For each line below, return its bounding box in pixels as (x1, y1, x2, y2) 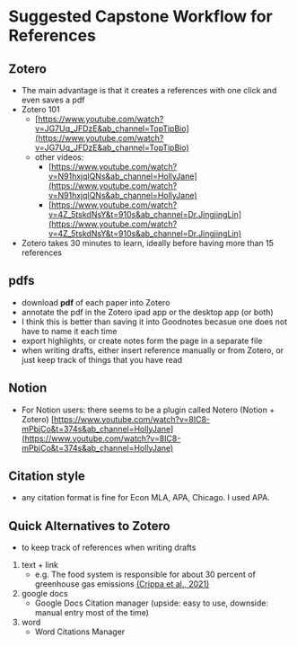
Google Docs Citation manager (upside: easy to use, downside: (34, 597, 269, 608)
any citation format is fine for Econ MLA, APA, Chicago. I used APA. (21, 492, 270, 503)
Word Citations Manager (34, 626, 126, 637)
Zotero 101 (21, 104, 60, 114)
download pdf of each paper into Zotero (21, 296, 170, 307)
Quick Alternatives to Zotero (8, 518, 171, 534)
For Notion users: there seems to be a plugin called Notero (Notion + (21, 404, 275, 415)
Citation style (8, 469, 86, 484)
